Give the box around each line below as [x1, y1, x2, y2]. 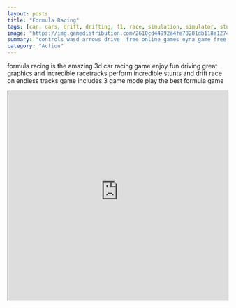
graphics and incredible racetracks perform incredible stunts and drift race [7, 69, 222, 77]
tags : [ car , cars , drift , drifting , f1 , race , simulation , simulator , [7, 23, 217, 30]
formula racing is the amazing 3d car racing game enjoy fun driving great [7, 62, 218, 70]
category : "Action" [7, 43, 64, 49]
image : [7, 29, 27, 37]
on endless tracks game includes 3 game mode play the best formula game [7, 77, 224, 84]
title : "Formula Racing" [7, 17, 80, 24]
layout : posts [7, 10, 49, 17]
